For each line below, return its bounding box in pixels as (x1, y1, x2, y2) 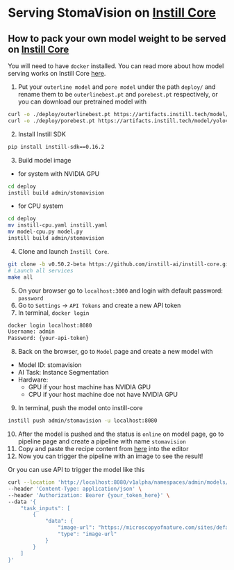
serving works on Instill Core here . (8, 70, 106, 77)
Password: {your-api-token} (8, 335, 90, 342)
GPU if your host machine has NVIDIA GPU (28, 383, 151, 391)
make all (8, 273, 33, 281)
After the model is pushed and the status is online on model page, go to (17, 430, 224, 438)
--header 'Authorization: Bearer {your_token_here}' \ (8, 491, 170, 498)
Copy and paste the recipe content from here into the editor (17, 445, 189, 453)
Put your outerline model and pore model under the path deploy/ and (17, 83, 216, 91)
